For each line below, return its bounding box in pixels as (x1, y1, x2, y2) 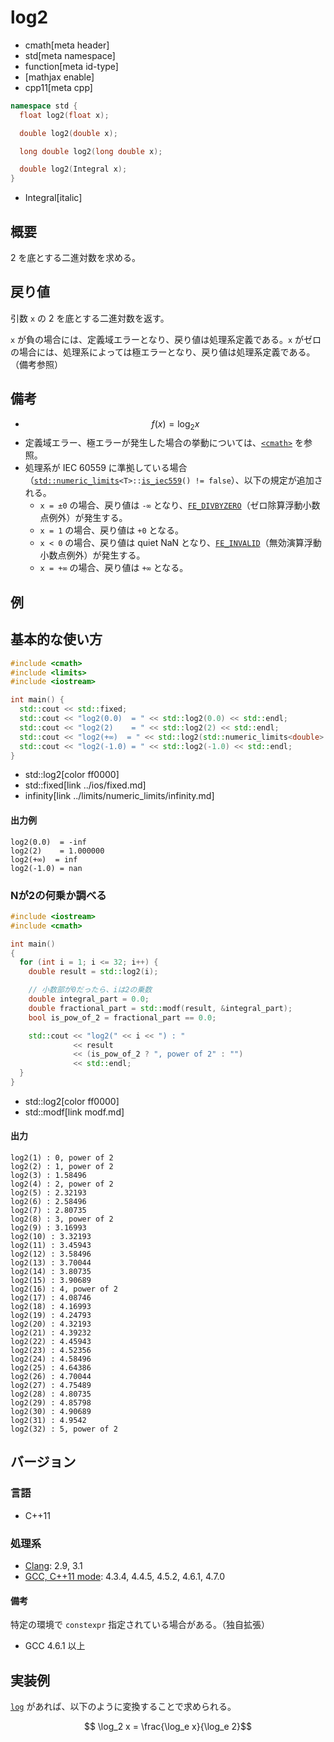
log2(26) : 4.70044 (10, 1372, 92, 1382)
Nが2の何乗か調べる (10, 888, 107, 902)
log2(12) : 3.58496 (10, 1249, 92, 1260)
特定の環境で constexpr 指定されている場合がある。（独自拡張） (10, 1619, 270, 1631)
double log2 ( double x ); (19, 128, 118, 138)
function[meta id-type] (24, 60, 119, 72)
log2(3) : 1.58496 (10, 1171, 87, 1181)
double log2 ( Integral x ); (19, 164, 128, 175)
